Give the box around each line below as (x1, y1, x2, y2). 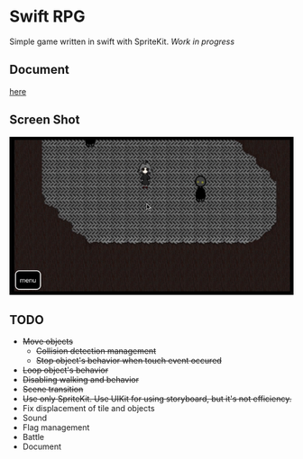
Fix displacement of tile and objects (22, 403, 155, 414)
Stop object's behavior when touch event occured (35, 355, 223, 366)
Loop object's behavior (22, 364, 109, 375)
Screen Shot (9, 112, 80, 128)
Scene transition (22, 384, 84, 395)
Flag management (22, 422, 90, 433)
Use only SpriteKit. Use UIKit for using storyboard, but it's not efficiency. (22, 393, 292, 404)
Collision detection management (35, 346, 156, 356)
